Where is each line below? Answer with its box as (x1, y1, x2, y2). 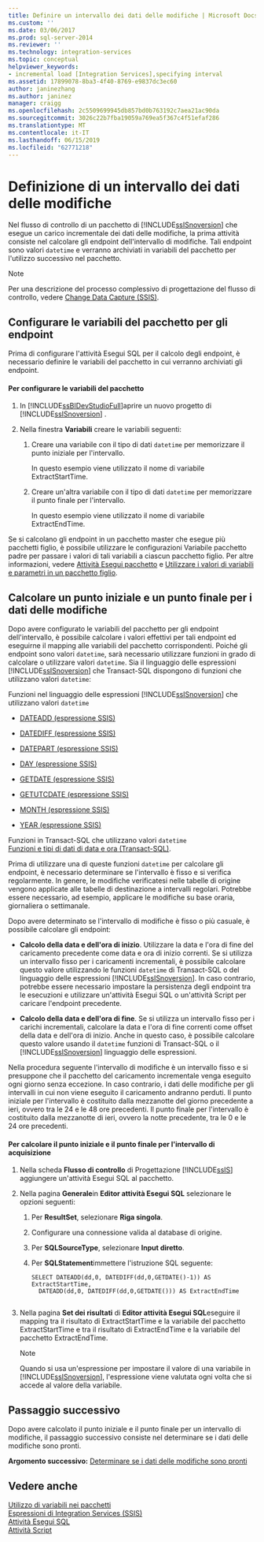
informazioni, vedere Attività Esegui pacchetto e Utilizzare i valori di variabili (8, 560, 254, 569)
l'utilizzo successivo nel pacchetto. (8, 254, 122, 263)
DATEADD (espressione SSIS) (19, 713, 116, 723)
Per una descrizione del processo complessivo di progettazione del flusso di (8, 285, 256, 294)
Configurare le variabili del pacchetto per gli (8, 315, 228, 329)
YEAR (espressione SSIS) (19, 821, 102, 830)
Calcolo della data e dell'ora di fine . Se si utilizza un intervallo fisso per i (19, 1014, 255, 1023)
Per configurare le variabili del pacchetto (8, 383, 145, 393)
